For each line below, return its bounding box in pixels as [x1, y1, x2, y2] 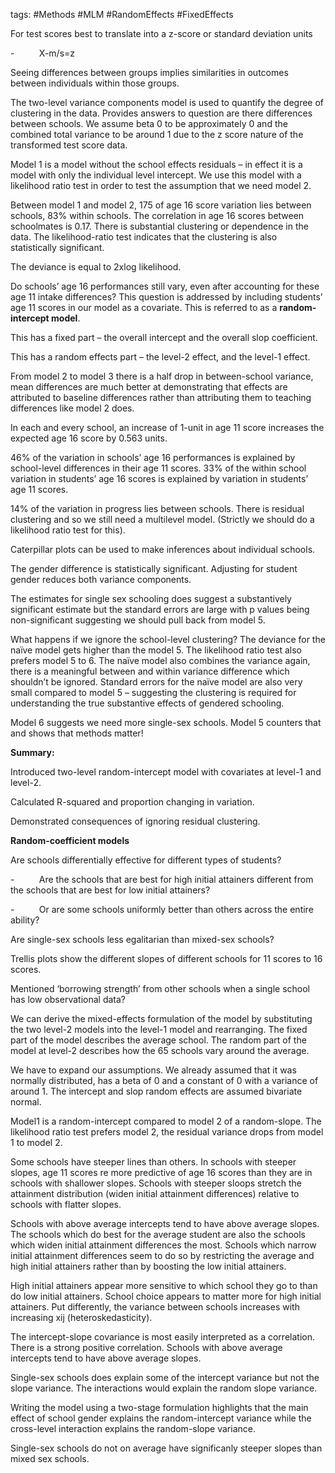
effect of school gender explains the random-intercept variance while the [10, 1412, 312, 1424]
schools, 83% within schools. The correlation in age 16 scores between [10, 210, 305, 221]
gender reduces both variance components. [10, 574, 192, 585]
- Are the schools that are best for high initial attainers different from [10, 874, 314, 885]
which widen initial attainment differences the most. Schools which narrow [10, 1239, 317, 1251]
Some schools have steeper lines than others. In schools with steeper [10, 1156, 297, 1168]
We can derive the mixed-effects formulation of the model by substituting [10, 1013, 313, 1024]
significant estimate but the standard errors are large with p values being [10, 604, 310, 615]
